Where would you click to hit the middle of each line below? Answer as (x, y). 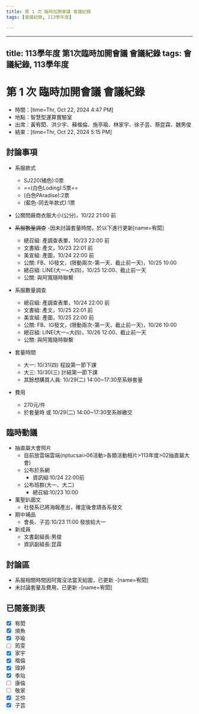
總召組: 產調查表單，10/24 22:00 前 (67, 302)
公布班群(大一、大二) (49, 485)
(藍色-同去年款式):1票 (49, 203)
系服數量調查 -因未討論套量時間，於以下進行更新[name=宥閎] (89, 228)
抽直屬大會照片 (33, 448)
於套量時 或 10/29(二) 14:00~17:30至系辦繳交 (78, 412)
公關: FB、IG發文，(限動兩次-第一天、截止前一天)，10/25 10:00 (100, 262)
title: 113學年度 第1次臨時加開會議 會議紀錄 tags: (94, 53)
